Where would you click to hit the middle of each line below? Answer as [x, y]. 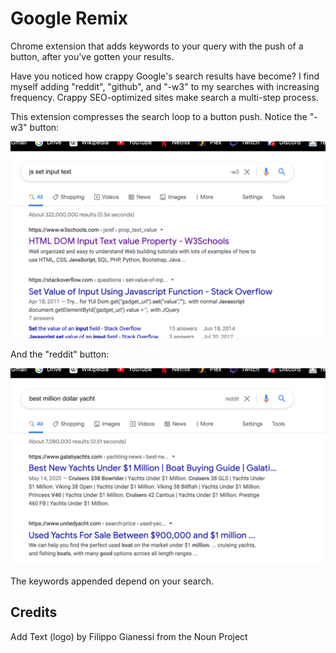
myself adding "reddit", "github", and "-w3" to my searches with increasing [165, 86]
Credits [34, 612]
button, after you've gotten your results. [92, 56]
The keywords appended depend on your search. [112, 581]
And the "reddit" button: [60, 354]
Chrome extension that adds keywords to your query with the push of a [157, 46]
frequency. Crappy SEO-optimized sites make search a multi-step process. [164, 97]
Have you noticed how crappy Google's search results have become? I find [165, 76]
